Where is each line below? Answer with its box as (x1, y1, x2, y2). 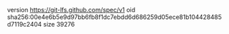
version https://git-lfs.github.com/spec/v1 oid (7, 6, 136, 14)
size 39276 (43, 20, 75, 28)
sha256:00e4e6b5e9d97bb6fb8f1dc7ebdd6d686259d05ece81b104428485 (7, 13, 222, 21)
